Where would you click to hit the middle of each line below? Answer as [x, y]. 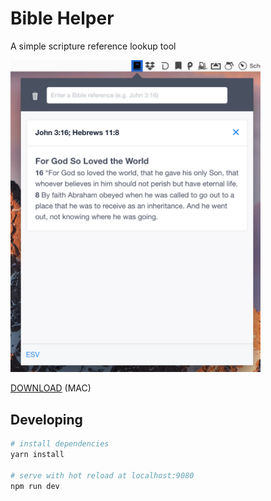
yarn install [37, 455]
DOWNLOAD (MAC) [51, 388]
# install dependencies [60, 444]
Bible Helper [62, 18]
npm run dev [35, 486]
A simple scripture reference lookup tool [93, 46]
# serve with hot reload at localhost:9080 [102, 475]
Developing [46, 419]
